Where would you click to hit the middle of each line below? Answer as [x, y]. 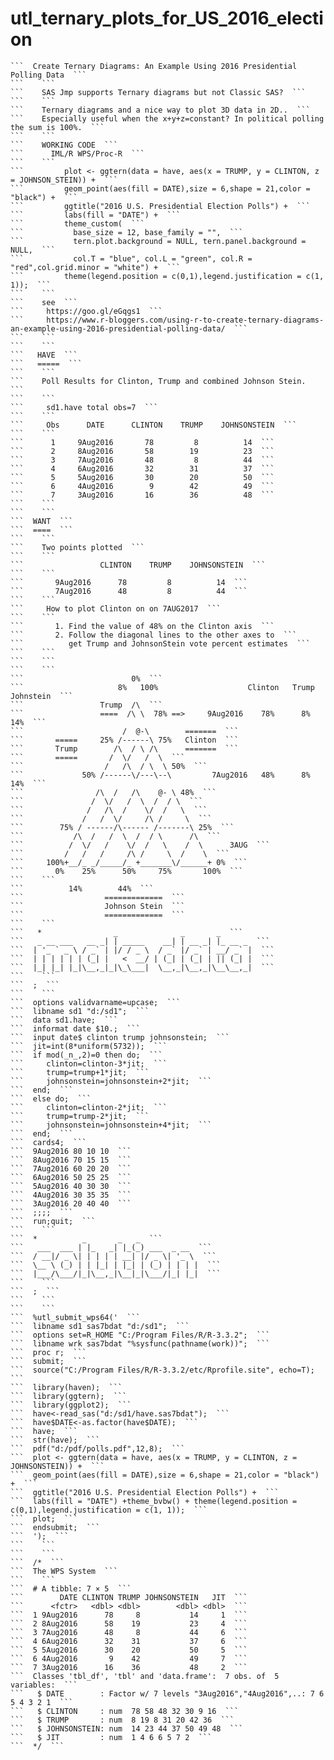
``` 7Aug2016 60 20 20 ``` [71, 1168]
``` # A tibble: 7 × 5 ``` [71, 1588]
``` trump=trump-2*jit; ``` [80, 1116]
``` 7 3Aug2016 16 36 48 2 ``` [129, 1667]
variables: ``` [44, 1685]
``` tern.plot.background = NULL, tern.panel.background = [158, 241]
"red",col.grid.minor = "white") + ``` [96, 267]
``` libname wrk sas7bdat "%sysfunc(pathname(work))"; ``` [140, 1343]
